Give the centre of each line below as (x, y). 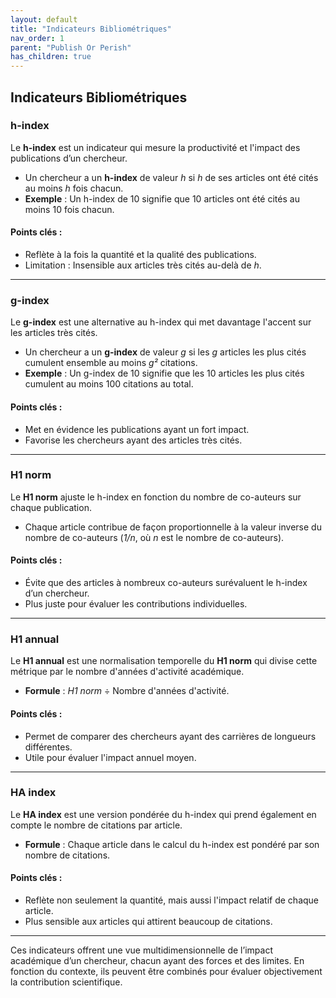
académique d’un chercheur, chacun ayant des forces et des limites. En (157, 961)
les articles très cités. (54, 333)
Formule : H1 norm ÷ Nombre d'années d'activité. (127, 691)
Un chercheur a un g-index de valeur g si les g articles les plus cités (165, 352)
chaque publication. (51, 507)
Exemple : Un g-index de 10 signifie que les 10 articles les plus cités (164, 373)
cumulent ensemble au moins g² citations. (111, 363)
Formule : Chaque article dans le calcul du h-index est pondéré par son (172, 844)
